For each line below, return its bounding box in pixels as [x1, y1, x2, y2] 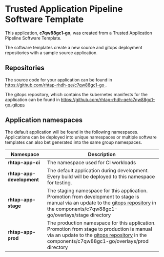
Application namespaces [5, 116, 83, 124]
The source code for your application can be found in [5, 77, 112, 82]
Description [87, 151, 116, 158]
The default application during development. [47, 167, 149, 174]
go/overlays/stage [47, 211, 89, 218]
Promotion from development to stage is [47, 193, 140, 200]
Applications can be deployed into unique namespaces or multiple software [5, 134, 157, 140]
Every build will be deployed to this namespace [47, 173, 155, 180]
